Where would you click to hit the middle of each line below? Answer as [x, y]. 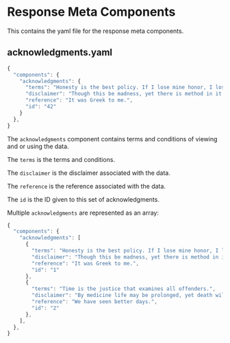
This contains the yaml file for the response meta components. [95, 31]
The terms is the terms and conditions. [61, 159]
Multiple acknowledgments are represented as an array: [83, 213]
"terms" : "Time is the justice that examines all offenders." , [124, 289]
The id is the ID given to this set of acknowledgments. [83, 199]
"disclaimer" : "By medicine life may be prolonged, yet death [122, 296]
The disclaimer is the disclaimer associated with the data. [89, 173]
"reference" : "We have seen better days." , [94, 302]
